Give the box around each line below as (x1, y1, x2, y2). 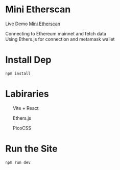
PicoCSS (12, 125, 32, 131)
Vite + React (12, 105, 39, 111)
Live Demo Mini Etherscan (5, 21, 60, 27)
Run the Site (5, 143, 58, 155)
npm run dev (5, 160, 31, 165)
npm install (5, 71, 31, 76)
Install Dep (5, 54, 52, 66)
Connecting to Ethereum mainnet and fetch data (5, 30, 106, 36)
